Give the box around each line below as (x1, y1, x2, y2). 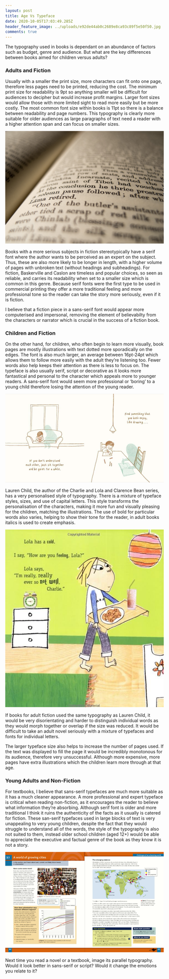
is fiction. (5, 297, 24, 303)
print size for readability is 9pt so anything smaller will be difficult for (5, 89, 147, 95)
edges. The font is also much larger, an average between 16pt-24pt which (5, 352, 158, 358)
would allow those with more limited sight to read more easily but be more (5, 100, 158, 106)
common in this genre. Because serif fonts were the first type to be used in (5, 281, 160, 287)
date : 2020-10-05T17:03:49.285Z (5, 19, 73, 24)
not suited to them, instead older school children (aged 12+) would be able (5, 831, 159, 837)
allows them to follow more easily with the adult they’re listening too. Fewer (5, 357, 161, 363)
